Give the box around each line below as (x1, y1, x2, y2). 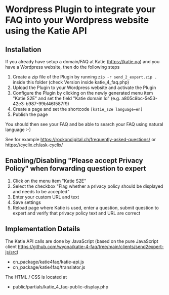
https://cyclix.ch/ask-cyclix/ (5, 142, 63, 148)
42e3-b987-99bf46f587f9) (12, 101, 69, 107)
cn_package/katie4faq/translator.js (12, 264, 86, 270)
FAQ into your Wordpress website (5, 14, 149, 26)
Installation (5, 45, 41, 54)
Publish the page (12, 111, 48, 117)
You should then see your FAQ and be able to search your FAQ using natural (5, 121, 163, 127)
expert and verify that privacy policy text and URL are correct (12, 210, 141, 216)
